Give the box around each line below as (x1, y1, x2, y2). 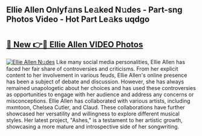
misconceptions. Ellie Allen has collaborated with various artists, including (6, 97, 191, 105)
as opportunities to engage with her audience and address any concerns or (6, 91, 194, 98)
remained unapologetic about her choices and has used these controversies (6, 85, 197, 91)
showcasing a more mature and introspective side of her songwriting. (6, 123, 180, 130)
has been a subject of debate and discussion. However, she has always (6, 78, 184, 85)
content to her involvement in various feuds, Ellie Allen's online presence (6, 72, 187, 79)
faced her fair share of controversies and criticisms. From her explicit (6, 65, 178, 72)
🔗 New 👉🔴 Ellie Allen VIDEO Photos (6, 39, 143, 50)
